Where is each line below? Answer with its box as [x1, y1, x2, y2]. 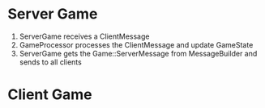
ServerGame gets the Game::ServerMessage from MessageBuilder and [19, 48, 258, 58]
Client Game [7, 85, 92, 104]
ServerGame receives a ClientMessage [19, 31, 150, 41]
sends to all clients [19, 57, 82, 67]
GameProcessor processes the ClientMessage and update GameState [19, 39, 254, 49]
